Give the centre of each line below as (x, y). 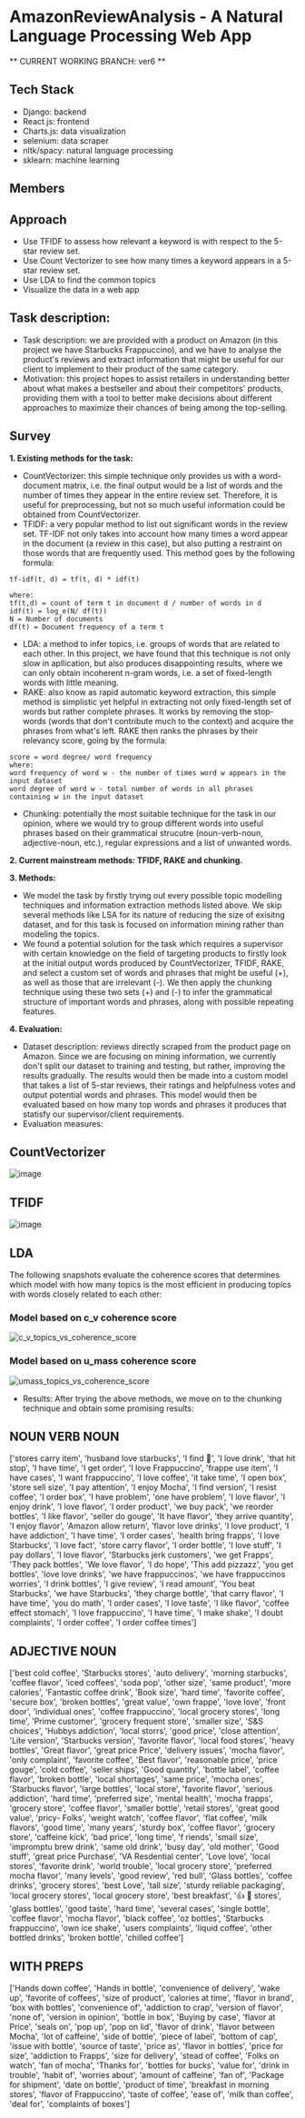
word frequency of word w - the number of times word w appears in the (148, 773)
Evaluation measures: (63, 1123)
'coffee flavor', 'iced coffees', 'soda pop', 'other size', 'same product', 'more (151, 1683)
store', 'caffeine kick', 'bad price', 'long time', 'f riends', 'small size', (134, 1837)
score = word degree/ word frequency (81, 757)
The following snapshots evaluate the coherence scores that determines (144, 1275)
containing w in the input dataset (77, 797)
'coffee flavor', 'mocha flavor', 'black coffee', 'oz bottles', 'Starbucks (137, 1918)
